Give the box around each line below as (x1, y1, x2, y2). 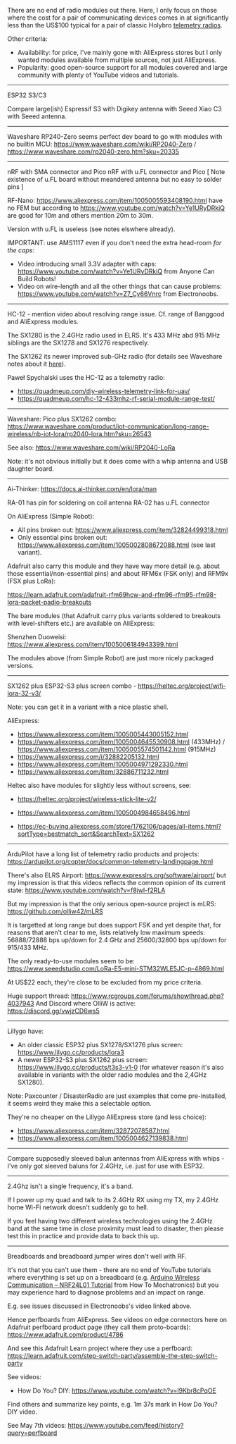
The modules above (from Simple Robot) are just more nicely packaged (7, 654, 214, 662)
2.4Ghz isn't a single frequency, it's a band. (7, 1182, 133, 1190)
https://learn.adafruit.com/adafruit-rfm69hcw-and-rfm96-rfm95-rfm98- (7, 591, 216, 598)
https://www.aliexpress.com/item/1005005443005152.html (17, 730, 188, 739)
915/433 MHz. (7, 944, 48, 951)
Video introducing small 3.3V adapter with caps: (17, 260, 157, 268)
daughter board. (7, 464, 54, 473)
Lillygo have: (7, 1027, 44, 1035)
